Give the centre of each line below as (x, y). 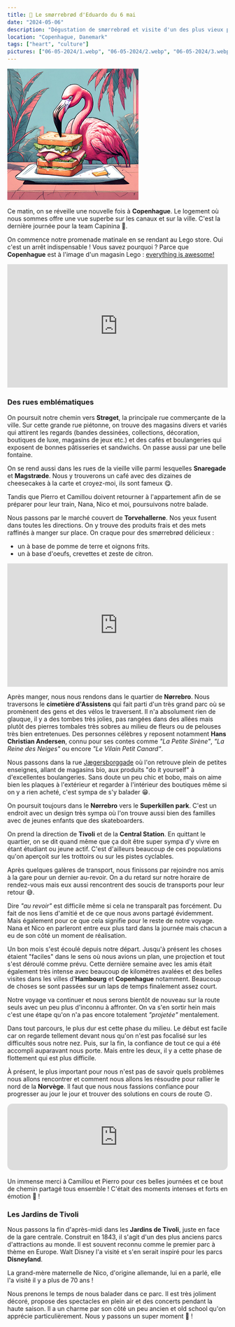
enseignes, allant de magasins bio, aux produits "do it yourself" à (101, 769)
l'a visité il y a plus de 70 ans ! (50, 1280)
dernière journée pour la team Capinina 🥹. (67, 226)
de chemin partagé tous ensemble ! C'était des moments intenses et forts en (117, 1188)
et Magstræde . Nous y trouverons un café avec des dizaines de (99, 475)
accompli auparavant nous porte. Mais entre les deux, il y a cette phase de (115, 1051)
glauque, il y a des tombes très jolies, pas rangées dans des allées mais (110, 719)
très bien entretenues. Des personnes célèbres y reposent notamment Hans (117, 733)
